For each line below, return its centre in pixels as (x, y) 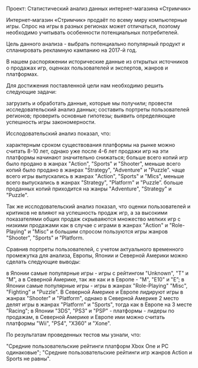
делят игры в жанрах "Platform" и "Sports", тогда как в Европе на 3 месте (99, 304)
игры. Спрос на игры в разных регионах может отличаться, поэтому (93, 26)
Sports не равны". (28, 359)
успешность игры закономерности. (51, 122)
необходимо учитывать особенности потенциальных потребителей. (92, 32)
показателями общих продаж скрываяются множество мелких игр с (93, 219)
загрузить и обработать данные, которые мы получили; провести (89, 103)
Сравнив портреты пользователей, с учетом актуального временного (95, 249)
